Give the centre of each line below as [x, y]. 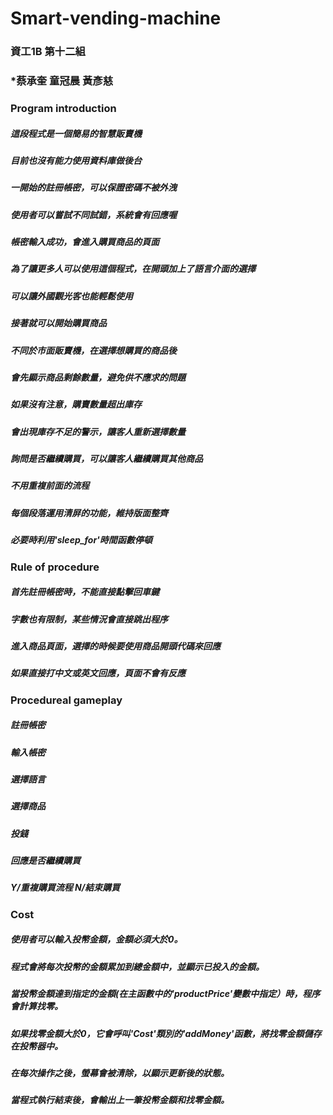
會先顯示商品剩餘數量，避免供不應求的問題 [98, 377]
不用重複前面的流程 [50, 486]
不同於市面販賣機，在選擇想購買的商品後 [93, 350]
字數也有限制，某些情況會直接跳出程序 [89, 619]
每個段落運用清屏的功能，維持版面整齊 [89, 513]
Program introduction [63, 108]
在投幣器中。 [36, 1046]
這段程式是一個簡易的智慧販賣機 [76, 133]
